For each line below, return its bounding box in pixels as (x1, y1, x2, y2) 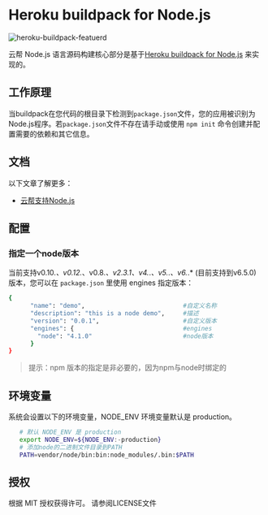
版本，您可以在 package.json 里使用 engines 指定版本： (8, 278, 193, 288)
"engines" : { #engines (29, 324, 213, 332)
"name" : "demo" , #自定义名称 (29, 302, 218, 310)
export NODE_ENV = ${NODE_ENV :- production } (19, 435, 162, 444)
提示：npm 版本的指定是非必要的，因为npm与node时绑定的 (28, 363, 227, 373)
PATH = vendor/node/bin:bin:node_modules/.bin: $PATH (19, 451, 195, 459)
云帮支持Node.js (19, 195, 76, 205)
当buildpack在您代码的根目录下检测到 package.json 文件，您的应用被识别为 (8, 108, 256, 119)
